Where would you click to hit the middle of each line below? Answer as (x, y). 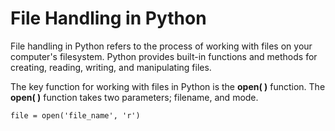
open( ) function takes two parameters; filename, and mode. (134, 97)
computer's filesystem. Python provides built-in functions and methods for (164, 56)
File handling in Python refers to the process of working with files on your (161, 46)
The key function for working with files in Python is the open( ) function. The (168, 86)
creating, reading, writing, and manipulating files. (111, 67)
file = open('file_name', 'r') (75, 115)
